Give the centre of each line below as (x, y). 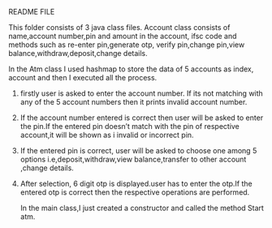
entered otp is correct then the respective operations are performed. (135, 192)
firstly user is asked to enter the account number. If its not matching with (142, 93)
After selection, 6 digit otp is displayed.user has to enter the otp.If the (136, 183)
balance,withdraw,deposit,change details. (78, 53)
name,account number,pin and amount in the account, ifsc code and (123, 36)
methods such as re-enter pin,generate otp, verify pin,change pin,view (127, 45)
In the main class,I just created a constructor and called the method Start (142, 208)
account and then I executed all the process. (83, 77)
